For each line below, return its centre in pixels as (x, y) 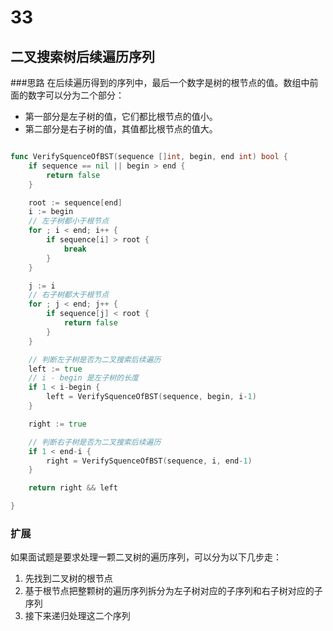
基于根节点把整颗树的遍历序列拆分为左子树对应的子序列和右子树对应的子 (173, 591)
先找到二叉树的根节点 (68, 578)
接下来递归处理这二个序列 (77, 616)
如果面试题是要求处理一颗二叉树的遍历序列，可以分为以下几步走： (146, 557)
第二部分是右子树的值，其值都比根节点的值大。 (121, 129)
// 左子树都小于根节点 (69, 221)
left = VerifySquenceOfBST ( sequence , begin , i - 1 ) (151, 397)
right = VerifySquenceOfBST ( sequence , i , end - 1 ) (149, 461)
